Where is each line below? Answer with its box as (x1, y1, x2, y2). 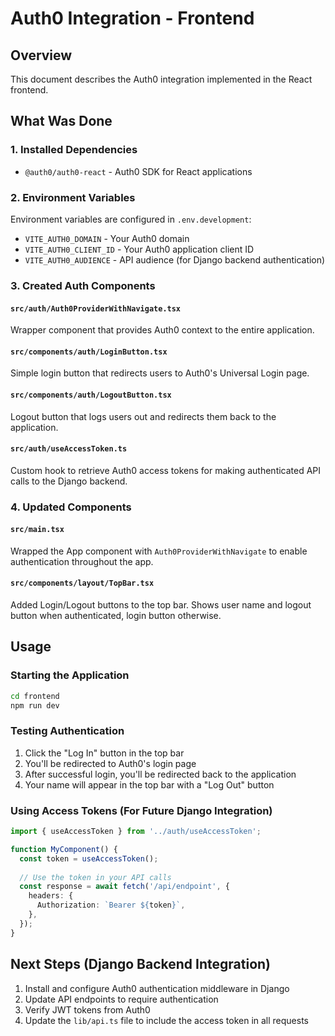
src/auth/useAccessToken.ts (10, 444, 128, 454)
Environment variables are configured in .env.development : (10, 213, 252, 225)
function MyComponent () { (10, 844, 118, 854)
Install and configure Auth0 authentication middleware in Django (24, 982, 290, 994)
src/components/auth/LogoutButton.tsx (10, 390, 172, 400)
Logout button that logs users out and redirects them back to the (10, 410, 277, 422)
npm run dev (10, 700, 60, 711)
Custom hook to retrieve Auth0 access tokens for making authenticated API (10, 464, 322, 476)
